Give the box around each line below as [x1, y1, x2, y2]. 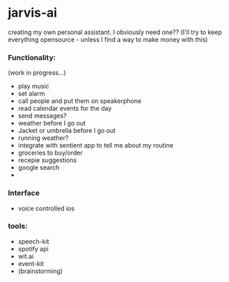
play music [17, 82, 49, 91]
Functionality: [8, 52, 56, 62]
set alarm [17, 89, 45, 98]
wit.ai [17, 252, 34, 260]
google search [17, 164, 60, 172]
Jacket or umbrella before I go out [17, 127, 116, 135]
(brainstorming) [17, 267, 63, 275]
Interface [8, 188, 40, 198]
